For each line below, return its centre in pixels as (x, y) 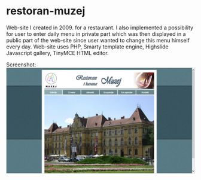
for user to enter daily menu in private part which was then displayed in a (96, 33)
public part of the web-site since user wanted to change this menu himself (98, 40)
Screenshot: (21, 65)
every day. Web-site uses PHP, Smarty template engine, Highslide (87, 47)
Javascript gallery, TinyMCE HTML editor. (57, 53)
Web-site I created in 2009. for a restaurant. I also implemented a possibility (100, 28)
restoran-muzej (46, 11)
